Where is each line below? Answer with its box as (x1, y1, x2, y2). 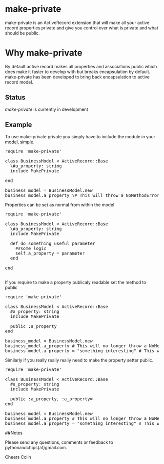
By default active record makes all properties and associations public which (5, 63, 157, 69)
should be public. (5, 30, 40, 36)
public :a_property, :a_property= (10, 396, 93, 402)
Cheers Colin (5, 454, 32, 460)
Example (5, 121, 32, 129)
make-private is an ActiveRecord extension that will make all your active (5, 20, 150, 26)
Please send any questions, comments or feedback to (5, 439, 113, 445)
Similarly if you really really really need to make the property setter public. (5, 357, 154, 363)
